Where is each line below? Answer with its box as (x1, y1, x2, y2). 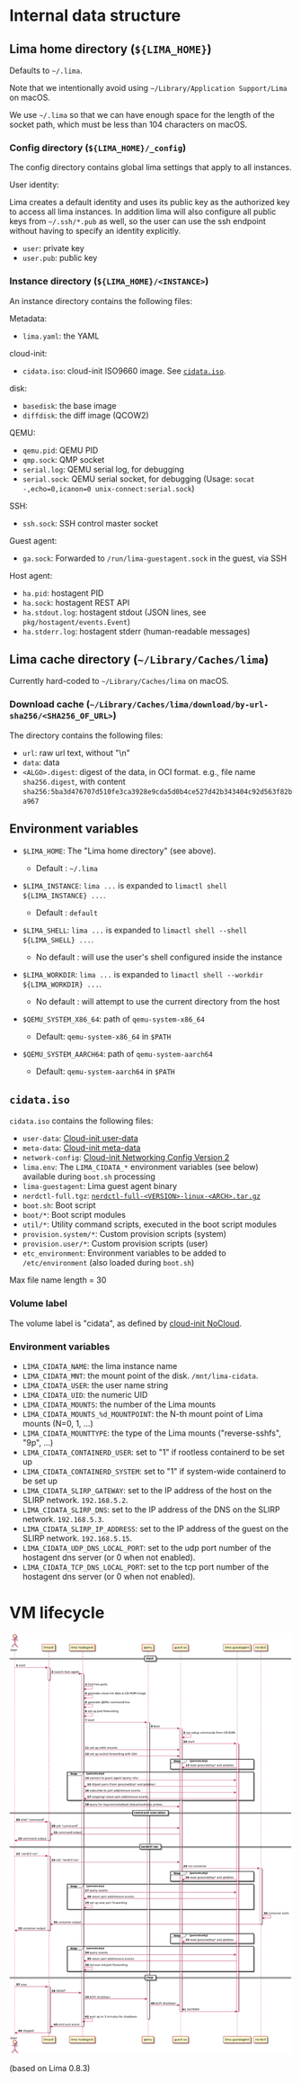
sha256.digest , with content (22, 776, 126, 787)
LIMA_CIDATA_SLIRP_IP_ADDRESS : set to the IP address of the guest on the (22, 1523, 289, 1534)
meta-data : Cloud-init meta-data (22, 1142, 141, 1153)
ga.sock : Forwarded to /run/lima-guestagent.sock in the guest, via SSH (22, 553, 288, 563)
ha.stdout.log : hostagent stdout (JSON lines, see (22, 607, 207, 617)
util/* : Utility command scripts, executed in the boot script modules (22, 1219, 277, 1230)
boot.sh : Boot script (22, 1200, 96, 1211)
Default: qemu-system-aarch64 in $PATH (35, 1066, 175, 1077)
